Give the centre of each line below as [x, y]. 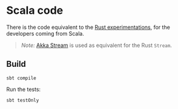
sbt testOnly [23, 100]
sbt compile [21, 78]
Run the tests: [24, 89]
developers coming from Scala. [45, 33]
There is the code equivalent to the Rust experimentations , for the [88, 27]
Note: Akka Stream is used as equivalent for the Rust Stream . [97, 45]
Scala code [35, 11]
